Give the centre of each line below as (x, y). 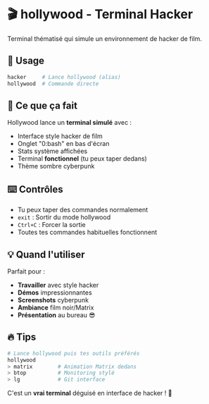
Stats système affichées (52, 151)
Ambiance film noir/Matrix (56, 307)
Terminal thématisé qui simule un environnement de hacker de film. (105, 38)
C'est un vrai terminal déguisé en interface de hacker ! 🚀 (90, 393)
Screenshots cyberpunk (53, 300)
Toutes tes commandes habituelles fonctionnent (87, 232)
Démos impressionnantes (55, 292)
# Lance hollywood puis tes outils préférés (74, 353)
